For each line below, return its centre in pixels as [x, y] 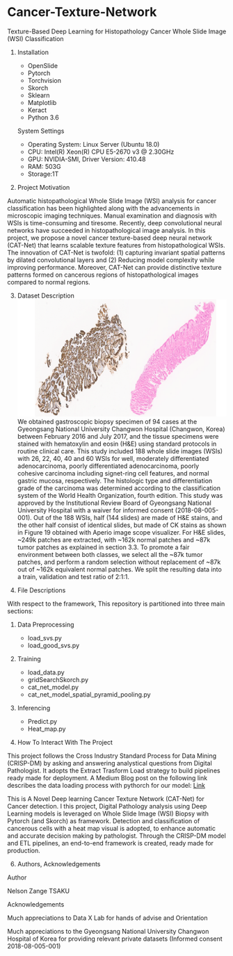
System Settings [41, 131]
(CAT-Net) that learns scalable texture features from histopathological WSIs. [116, 245]
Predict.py [42, 722]
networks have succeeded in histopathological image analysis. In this [106, 230]
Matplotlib [42, 102]
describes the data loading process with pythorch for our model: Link [106, 786]
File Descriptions [41, 590]
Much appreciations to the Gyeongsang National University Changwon [108, 932]
